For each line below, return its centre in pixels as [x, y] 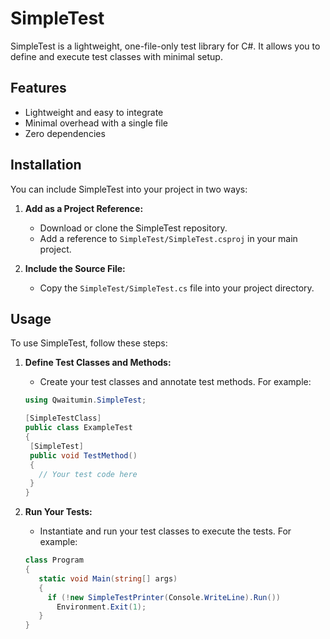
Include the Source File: [75, 268]
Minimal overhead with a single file [96, 123]
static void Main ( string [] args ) [108, 578]
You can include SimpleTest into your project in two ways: [129, 189]
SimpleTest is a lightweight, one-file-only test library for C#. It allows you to [165, 46]
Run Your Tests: [58, 512]
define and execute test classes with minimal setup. [116, 56]
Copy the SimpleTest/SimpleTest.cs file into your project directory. [177, 288]
